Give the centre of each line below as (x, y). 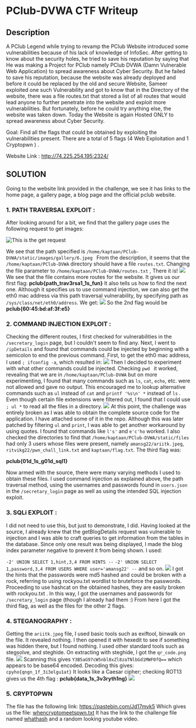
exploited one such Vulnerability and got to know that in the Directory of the (97, 90)
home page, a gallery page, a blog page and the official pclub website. (91, 195)
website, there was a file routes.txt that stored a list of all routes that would (96, 96)
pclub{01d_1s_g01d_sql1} (37, 461)
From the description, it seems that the (143, 258)
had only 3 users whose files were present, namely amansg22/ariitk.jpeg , (95, 444)
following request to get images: (45, 229)
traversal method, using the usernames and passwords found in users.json (97, 485)
